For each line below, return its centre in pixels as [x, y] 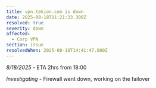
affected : [18, 34]
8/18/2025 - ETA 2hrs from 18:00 [46, 67]
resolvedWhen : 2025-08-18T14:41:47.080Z [57, 51]
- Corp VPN [25, 39]
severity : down [25, 28]
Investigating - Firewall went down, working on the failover [78, 78]
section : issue [25, 45]
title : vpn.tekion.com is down [45, 12]
